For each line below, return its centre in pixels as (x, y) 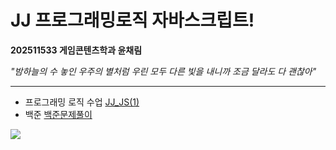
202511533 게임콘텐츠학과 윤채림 (76, 50)
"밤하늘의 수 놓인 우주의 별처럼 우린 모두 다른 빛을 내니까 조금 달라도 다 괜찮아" (163, 71)
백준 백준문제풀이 (58, 114)
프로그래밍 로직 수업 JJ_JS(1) (82, 102)
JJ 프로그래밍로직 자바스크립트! (132, 20)
